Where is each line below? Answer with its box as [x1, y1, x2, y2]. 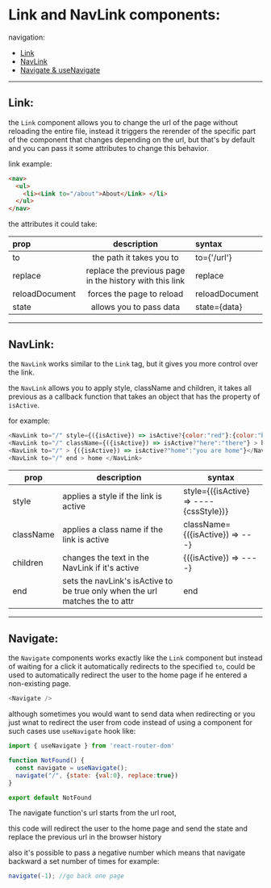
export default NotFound [8, 794, 92, 802]
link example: [8, 159, 52, 169]
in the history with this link [85, 275, 186, 287]
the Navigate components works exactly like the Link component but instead [8, 653, 263, 663]
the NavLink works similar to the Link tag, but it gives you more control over [8, 358, 258, 368]
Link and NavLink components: [8, 6, 221, 24]
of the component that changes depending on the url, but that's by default [8, 135, 256, 145]
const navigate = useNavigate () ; [15, 764, 128, 772]
